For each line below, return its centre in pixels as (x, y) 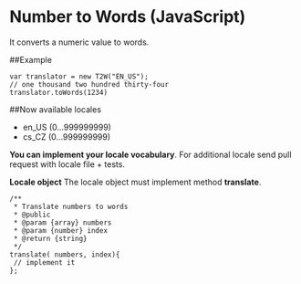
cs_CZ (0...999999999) (67, 137)
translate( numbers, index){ (65, 254)
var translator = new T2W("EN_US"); (79, 76)
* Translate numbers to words (71, 206)
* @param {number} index (60, 230)
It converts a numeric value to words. (79, 42)
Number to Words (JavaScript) (128, 17)
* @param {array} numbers (62, 222)
